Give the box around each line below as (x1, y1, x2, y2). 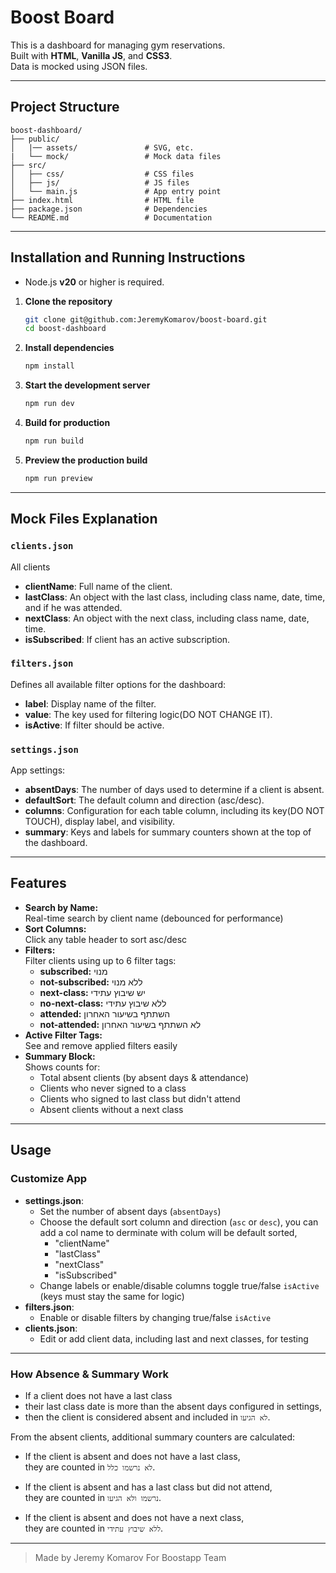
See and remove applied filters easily (24, 1039, 178, 1051)
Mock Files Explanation (10, 511, 158, 528)
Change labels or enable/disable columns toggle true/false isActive (39, 1279, 320, 1291)
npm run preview (24, 473, 93, 483)
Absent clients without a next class (39, 1103, 184, 1115)
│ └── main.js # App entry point (10, 186, 222, 196)
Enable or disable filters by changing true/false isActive (39, 1311, 272, 1323)
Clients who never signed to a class (39, 1082, 187, 1094)
